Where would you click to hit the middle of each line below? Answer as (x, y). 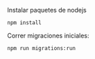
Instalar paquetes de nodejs (47, 10)
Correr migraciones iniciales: (48, 35)
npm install (24, 23)
